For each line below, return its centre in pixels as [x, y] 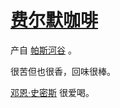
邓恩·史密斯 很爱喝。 [52, 92]
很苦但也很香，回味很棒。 [63, 71]
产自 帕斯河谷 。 [43, 50]
